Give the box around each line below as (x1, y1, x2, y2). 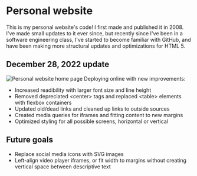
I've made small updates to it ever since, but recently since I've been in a (6, 29, 183, 36)
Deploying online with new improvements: (84, 75, 186, 82)
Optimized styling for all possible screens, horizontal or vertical (14, 118, 168, 125)
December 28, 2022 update (6, 59, 110, 69)
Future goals (6, 135, 53, 145)
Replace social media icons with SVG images (14, 150, 124, 157)
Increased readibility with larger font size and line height (14, 87, 152, 94)
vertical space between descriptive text (14, 163, 111, 170)
